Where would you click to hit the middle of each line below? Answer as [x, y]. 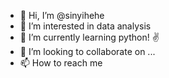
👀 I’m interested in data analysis [85, 26]
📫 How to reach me [61, 63]
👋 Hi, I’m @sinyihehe [62, 15]
